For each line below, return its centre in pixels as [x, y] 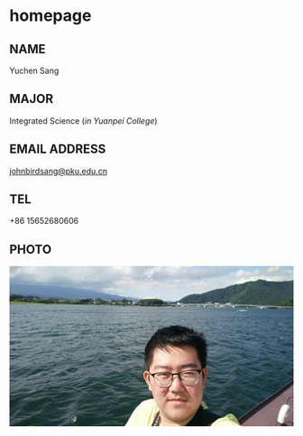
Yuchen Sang [34, 70]
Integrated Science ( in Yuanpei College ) [83, 121]
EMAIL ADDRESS [58, 149]
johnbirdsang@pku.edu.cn [59, 171]
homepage [50, 16]
